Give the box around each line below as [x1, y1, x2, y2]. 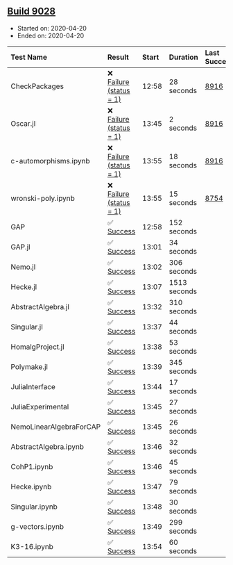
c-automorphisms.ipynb [10, 156, 90, 165]
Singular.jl [10, 322, 43, 331]
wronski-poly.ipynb [10, 193, 75, 203]
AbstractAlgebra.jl [10, 302, 69, 311]
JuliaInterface [10, 382, 55, 391]
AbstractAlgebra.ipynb [10, 441, 85, 451]
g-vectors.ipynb [10, 521, 64, 531]
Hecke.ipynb [10, 482, 52, 491]
